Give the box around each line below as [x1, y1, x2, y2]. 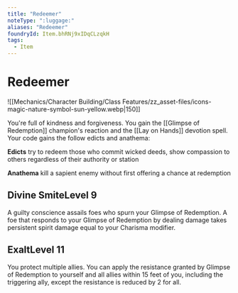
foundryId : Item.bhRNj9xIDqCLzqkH [7, 30, 110, 38]
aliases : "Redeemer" [7, 23, 69, 31]
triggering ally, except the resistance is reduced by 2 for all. [7, 277, 181, 286]
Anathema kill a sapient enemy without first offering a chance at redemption [7, 168, 231, 177]
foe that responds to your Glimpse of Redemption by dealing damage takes [7, 216, 227, 224]
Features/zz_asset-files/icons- [121, 97, 212, 106]
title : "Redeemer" [7, 10, 62, 18]
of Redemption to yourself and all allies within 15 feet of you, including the [7, 270, 224, 279]
